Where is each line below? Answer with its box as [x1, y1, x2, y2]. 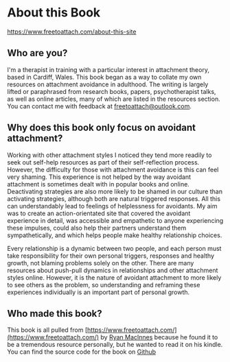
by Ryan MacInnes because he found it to [100, 333, 218, 341]
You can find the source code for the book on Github [7, 348, 157, 356]
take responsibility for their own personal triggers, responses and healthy [7, 252, 215, 260]
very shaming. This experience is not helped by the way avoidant [7, 173, 191, 181]
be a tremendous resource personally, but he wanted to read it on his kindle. [7, 341, 223, 349]
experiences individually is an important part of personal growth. [7, 288, 190, 296]
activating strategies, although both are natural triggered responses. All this [7, 194, 221, 203]
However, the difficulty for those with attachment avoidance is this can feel [7, 165, 219, 173]
